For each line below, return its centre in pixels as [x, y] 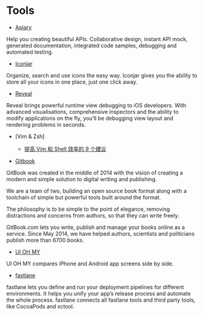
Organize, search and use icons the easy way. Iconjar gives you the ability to [102, 75]
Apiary [23, 27]
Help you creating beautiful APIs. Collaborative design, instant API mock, [97, 39]
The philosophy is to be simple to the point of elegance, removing [88, 209]
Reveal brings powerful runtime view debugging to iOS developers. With [96, 105]
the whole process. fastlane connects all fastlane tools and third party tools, [101, 300]
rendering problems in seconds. [46, 124]
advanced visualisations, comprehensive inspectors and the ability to [92, 111]
